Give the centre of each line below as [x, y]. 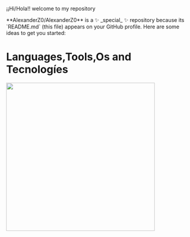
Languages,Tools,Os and [69, 57]
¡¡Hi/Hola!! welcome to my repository [51, 9]
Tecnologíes [37, 70]
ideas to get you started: [36, 33]
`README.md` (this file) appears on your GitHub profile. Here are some [93, 27]
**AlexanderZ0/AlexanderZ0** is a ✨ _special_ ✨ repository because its [95, 20]
